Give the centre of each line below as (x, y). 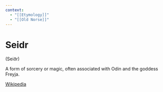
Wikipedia (16, 84)
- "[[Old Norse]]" (30, 19)
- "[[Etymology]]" (30, 15)
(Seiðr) (13, 59)
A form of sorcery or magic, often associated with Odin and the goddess (82, 69)
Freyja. (12, 74)
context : (15, 10)
